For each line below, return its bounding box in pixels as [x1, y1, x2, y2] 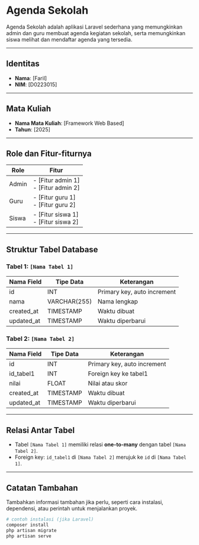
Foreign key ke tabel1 [88, 369, 148, 378]
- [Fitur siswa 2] [33, 218, 79, 226]
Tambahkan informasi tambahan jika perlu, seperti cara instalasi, [6, 498, 164, 506]
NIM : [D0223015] [14, 81, 57, 88]
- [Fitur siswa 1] [33, 211, 79, 219]
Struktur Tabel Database [6, 245, 98, 255]
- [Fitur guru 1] [33, 193, 76, 202]
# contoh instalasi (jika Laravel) [6, 516, 94, 522]
